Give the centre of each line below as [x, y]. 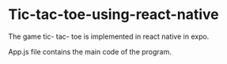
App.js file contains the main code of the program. [90, 51]
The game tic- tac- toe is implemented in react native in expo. [109, 36]
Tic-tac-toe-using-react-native [114, 15]
